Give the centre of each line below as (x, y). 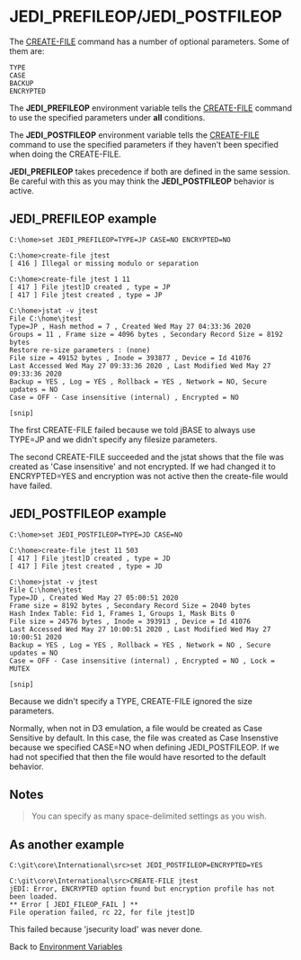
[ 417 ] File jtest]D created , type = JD (90, 558)
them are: (27, 50)
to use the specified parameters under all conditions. (107, 117)
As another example (67, 844)
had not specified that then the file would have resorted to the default (138, 756)
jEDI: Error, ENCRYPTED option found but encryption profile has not (142, 889)
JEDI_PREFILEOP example (83, 219)
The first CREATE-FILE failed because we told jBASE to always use (133, 430)
